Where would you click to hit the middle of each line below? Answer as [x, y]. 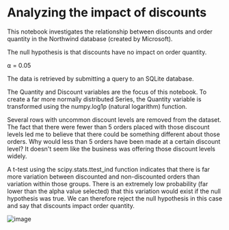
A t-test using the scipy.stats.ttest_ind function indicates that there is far [109, 169]
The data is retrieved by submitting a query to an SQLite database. [100, 78]
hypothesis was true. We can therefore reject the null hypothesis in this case [115, 198]
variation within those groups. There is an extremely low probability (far [108, 183]
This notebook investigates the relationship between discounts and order [110, 31]
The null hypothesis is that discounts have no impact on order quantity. [107, 52]
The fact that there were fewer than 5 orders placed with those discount [108, 127]
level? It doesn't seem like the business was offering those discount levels [111, 149]
